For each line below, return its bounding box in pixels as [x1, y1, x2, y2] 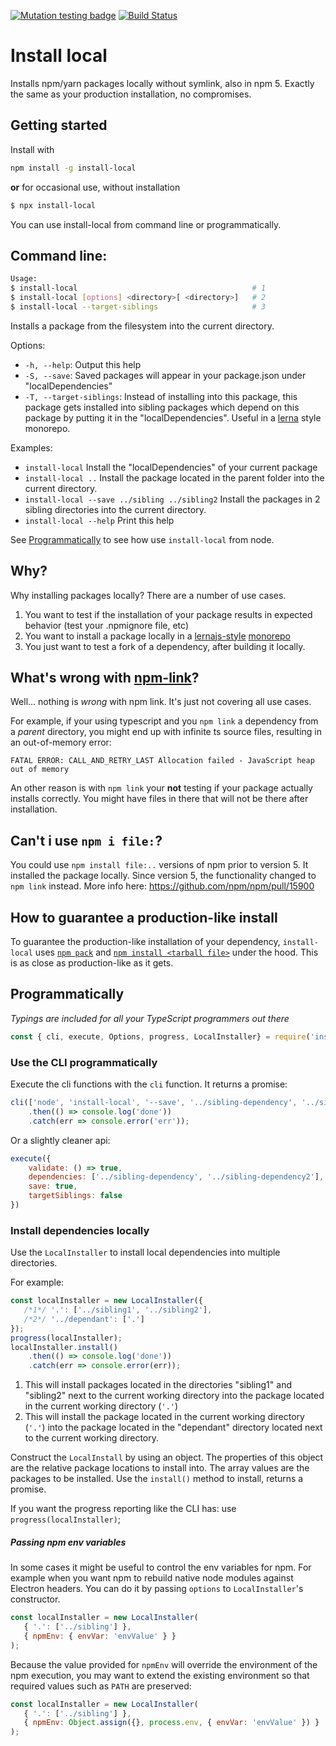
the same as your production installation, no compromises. [10, 88, 252, 100]
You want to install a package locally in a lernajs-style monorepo [24, 630, 292, 642]
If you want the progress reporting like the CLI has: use [10, 1503, 237, 1515]
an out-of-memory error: [10, 736, 112, 749]
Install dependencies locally [10, 1223, 150, 1237]
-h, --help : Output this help [24, 358, 142, 370]
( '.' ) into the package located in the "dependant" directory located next [24, 1421, 323, 1434]
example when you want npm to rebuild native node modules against [10, 1572, 294, 1584]
